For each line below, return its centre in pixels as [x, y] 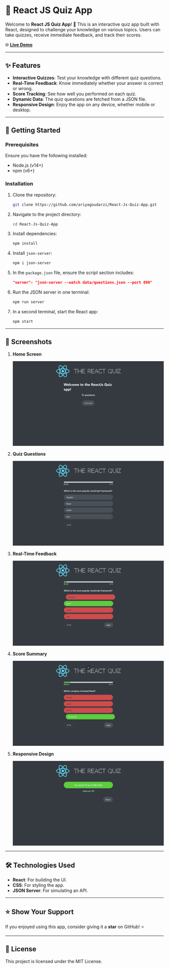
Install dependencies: [35, 234]
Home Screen [27, 354]
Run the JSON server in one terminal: [51, 292]
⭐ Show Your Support [39, 912]
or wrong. [23, 88]
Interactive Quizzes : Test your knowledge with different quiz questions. [87, 78]
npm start [23, 321]
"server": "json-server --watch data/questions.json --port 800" [82, 283]
